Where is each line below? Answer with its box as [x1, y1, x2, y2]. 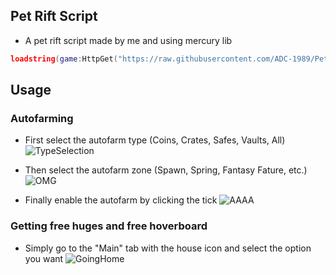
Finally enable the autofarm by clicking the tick [24, 194, 218, 206]
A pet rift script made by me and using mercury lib [24, 34, 233, 46]
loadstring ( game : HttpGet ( [10, 54, 118, 64]
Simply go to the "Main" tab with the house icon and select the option [24, 242, 312, 254]
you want [24, 252, 64, 264]
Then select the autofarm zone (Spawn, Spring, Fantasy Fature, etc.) [24, 164, 308, 176]
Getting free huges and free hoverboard [10, 219, 208, 233]
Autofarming [10, 112, 74, 125]
